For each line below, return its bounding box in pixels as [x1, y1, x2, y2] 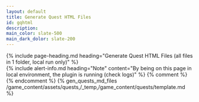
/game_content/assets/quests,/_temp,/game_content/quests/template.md [6, 84, 185, 90]
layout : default [6, 8, 46, 15]
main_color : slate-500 [6, 31, 62, 37]
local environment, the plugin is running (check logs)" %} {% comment [6, 71, 179, 78]
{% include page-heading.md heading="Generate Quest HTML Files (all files [6, 52, 193, 59]
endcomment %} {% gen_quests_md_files [14, 77, 117, 84]
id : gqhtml [6, 19, 33, 25]
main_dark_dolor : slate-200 [6, 36, 76, 42]
